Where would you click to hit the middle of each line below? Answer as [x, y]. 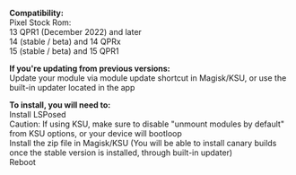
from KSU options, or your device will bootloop [96, 133]
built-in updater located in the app [72, 87]
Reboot [22, 162]
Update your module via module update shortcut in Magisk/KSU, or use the [148, 78]
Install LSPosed [38, 114]
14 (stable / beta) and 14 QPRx [65, 41]
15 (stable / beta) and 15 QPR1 [64, 51]
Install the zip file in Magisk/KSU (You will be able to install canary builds [143, 143]
